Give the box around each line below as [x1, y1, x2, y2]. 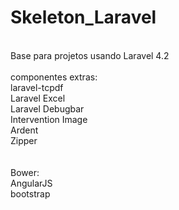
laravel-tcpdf [10, 81, 64, 93]
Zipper [10, 134, 38, 146]
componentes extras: [10, 71, 98, 83]
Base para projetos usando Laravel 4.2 [10, 49, 170, 61]
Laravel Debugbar [10, 102, 85, 115]
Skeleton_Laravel [10, 6, 157, 29]
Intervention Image [10, 113, 88, 125]
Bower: [10, 166, 40, 178]
